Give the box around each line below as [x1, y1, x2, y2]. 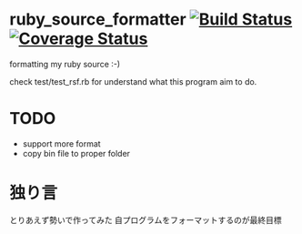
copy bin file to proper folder [22, 148, 130, 158]
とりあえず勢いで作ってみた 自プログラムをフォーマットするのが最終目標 [9, 214, 282, 225]
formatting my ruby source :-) [9, 58, 121, 69]
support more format [22, 137, 102, 149]
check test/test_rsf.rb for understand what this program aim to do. [9, 76, 257, 86]
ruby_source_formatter [9, 9, 186, 30]
